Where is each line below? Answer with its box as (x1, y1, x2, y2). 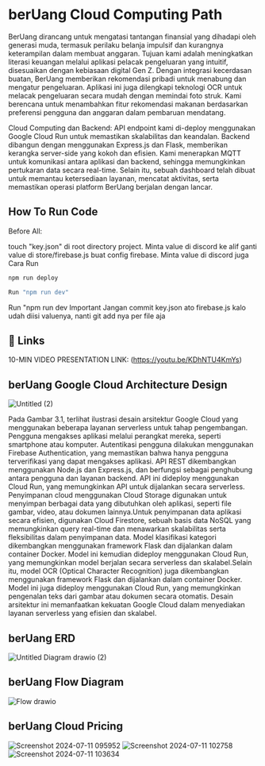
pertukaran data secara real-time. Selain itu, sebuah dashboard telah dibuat (8, 165, 255, 175)
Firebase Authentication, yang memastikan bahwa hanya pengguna (8, 448, 229, 458)
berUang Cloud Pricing (8, 720, 123, 733)
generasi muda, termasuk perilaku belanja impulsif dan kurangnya (8, 40, 224, 49)
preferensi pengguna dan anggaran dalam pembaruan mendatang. (8, 107, 226, 117)
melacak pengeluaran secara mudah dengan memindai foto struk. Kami (8, 90, 242, 100)
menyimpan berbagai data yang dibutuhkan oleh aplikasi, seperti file (8, 498, 232, 509)
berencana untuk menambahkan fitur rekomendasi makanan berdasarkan (8, 99, 248, 109)
